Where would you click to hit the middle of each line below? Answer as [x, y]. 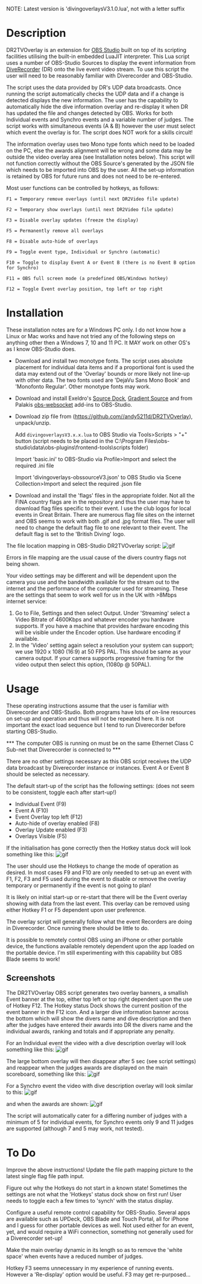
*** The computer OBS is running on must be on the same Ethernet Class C [100, 743]
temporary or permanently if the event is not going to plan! [79, 885]
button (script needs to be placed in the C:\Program [79, 441]
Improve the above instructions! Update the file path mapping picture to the [100, 1170]
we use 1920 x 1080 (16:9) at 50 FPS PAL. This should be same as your [103, 651]
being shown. [23, 564]
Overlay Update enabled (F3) [51, 830]
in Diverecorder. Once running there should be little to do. [78, 928]
